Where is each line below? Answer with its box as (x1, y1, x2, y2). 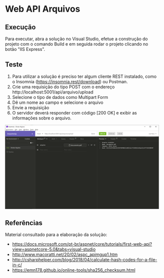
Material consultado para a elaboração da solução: (5, 232, 107, 238)
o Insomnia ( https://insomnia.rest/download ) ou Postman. (12, 78, 128, 84)
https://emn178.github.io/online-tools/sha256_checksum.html (12, 267, 136, 273)
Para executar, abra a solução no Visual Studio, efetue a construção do (5, 36, 148, 42)
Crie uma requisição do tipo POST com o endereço (12, 84, 115, 90)
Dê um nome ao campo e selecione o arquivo (12, 99, 103, 105)
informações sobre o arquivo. (12, 115, 72, 121)
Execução (5, 23, 36, 31)
